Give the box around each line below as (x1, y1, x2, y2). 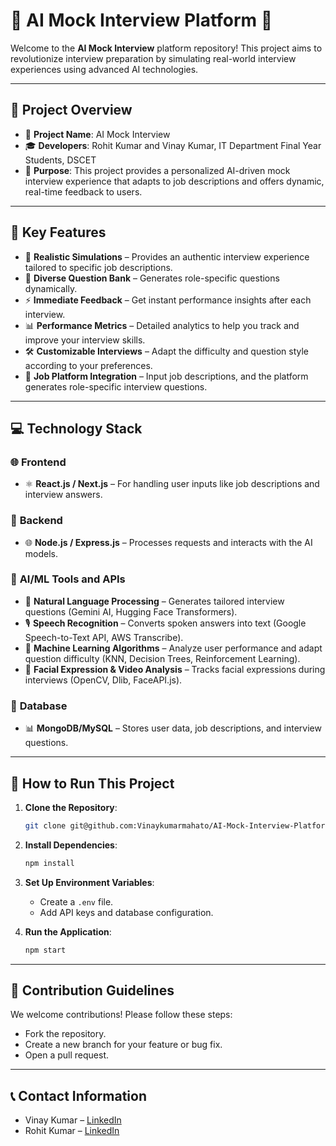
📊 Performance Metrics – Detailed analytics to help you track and (24, 319, 300, 331)
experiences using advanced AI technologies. (10, 63, 199, 75)
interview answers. (24, 489, 103, 501)
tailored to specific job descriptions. (24, 261, 173, 273)
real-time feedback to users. (24, 185, 143, 198)
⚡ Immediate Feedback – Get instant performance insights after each (24, 294, 312, 306)
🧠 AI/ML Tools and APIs (10, 572, 126, 586)
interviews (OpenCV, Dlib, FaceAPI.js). (24, 674, 183, 686)
